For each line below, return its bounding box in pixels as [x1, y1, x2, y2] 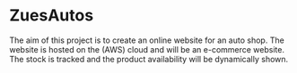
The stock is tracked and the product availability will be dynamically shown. [9, 53, 289, 64]
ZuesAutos [9, 5, 94, 26]
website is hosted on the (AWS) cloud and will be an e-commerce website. [9, 44, 285, 54]
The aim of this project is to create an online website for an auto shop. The [9, 35, 284, 45]
